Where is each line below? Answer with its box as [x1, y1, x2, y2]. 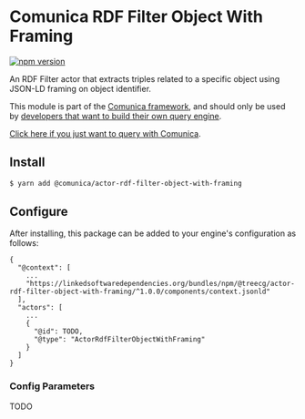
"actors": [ [17, 303, 64, 312]
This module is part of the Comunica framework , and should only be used [9, 100, 286, 111]
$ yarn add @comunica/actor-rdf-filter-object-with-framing [9, 179, 243, 188]
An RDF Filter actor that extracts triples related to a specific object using [9, 73, 280, 84]
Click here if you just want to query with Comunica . [9, 128, 202, 138]
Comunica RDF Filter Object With [9, 6, 264, 27]
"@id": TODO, [33, 327, 84, 336]
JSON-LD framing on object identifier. [9, 83, 152, 94]
